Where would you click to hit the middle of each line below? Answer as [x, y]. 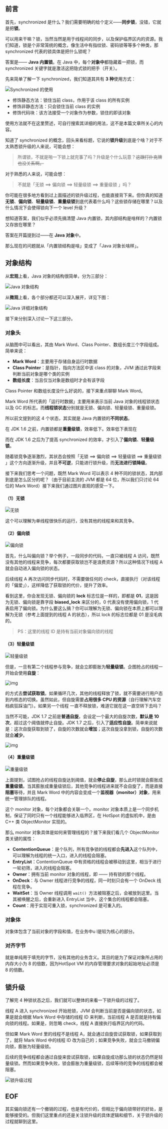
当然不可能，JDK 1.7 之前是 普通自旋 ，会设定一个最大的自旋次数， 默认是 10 [82, 716]
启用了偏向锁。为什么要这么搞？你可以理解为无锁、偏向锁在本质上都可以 [84, 608]
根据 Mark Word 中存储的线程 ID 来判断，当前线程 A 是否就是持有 [89, 1017]
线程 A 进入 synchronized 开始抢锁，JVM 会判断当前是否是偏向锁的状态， [81, 1011]
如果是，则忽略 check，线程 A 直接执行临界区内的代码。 [89, 1023]
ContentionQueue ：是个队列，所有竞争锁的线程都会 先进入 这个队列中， [86, 849]
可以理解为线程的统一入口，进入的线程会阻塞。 [60, 855]
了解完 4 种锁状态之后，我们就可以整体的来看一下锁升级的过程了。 [73, 1000]
